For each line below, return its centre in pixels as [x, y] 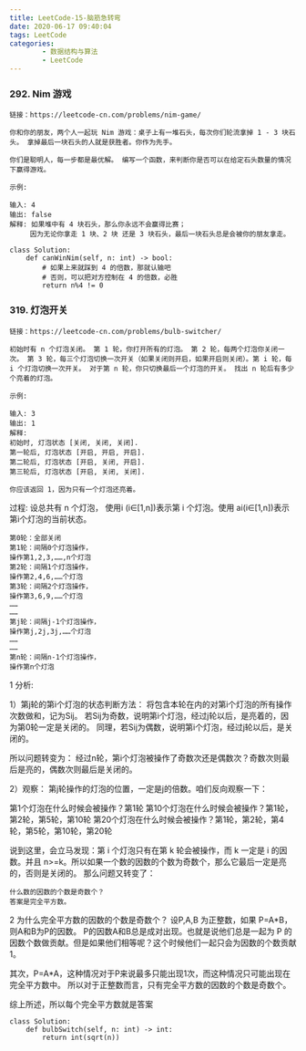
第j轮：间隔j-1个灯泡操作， [55, 621]
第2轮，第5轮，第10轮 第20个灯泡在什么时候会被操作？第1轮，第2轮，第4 [147, 819]
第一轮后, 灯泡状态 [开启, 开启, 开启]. [77, 453]
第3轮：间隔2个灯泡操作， [51, 586]
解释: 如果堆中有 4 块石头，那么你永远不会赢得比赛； [98, 224]
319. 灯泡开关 [39, 310]
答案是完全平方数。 [40, 901]
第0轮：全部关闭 [36, 538]
